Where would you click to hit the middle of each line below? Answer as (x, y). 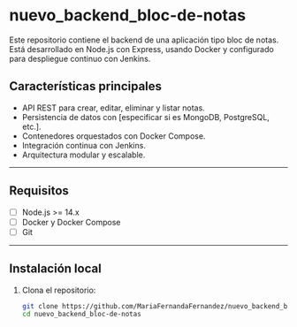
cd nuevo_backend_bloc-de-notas (81, 315)
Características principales (85, 86)
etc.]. (31, 126)
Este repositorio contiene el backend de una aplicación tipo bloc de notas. (144, 40)
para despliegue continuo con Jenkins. (80, 58)
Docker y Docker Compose (71, 222)
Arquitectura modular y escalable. (84, 155)
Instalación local (55, 269)
